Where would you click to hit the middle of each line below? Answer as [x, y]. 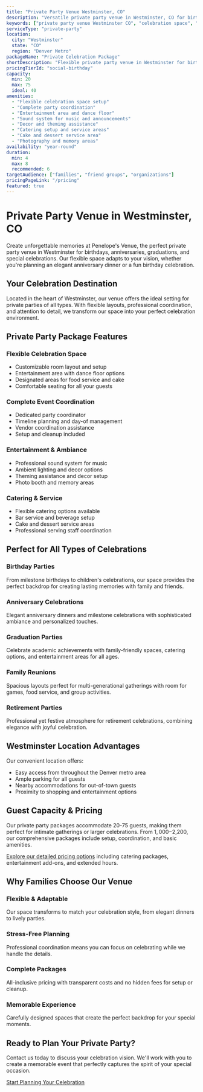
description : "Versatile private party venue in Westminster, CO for [96, 18]
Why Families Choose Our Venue [69, 881]
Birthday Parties [31, 567]
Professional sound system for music [61, 463]
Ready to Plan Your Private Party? [71, 1043]
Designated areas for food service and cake [70, 380]
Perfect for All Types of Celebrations [76, 550]
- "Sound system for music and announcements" [71, 118]
